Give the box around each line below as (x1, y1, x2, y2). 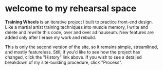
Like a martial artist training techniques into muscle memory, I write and (5, 24, 148, 30)
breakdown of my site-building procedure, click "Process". (5, 59, 123, 65)
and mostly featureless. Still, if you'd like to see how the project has (5, 49, 140, 55)
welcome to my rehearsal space (5, 3, 137, 14)
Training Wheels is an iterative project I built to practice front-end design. (5, 19, 153, 25)
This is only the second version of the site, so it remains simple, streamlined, (5, 44, 158, 50)
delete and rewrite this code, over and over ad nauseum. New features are (5, 29, 154, 35)
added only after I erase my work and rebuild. (5, 35, 96, 40)
